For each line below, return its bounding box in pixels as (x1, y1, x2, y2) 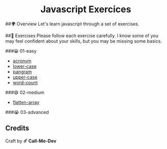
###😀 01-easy (5, 47, 37, 54)
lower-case (12, 63, 37, 69)
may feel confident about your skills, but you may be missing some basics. (5, 38, 162, 44)
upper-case (12, 74, 38, 80)
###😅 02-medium (5, 89, 44, 95)
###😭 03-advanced (5, 109, 49, 115)
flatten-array (12, 99, 40, 105)
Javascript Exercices (40, 4, 131, 15)
